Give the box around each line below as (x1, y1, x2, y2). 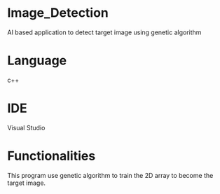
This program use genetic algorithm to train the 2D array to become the (7, 171, 214, 179)
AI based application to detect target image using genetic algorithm (7, 28, 202, 36)
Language (7, 53, 67, 69)
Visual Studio (7, 123, 46, 132)
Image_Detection (7, 5, 109, 21)
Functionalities (7, 148, 96, 164)
